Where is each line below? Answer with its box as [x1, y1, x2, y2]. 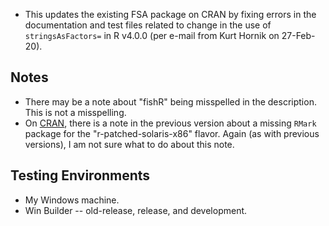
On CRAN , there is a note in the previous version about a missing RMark [24, 117, 317, 129]
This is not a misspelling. [24, 106, 127, 118]
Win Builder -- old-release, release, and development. [24, 204, 248, 216]
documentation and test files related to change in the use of [24, 19, 272, 31]
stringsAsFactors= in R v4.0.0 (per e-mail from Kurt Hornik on [24, 30, 280, 41]
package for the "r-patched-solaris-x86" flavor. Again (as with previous [24, 127, 320, 139]
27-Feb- [281, 30, 316, 41]
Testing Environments [10, 167, 151, 184]
